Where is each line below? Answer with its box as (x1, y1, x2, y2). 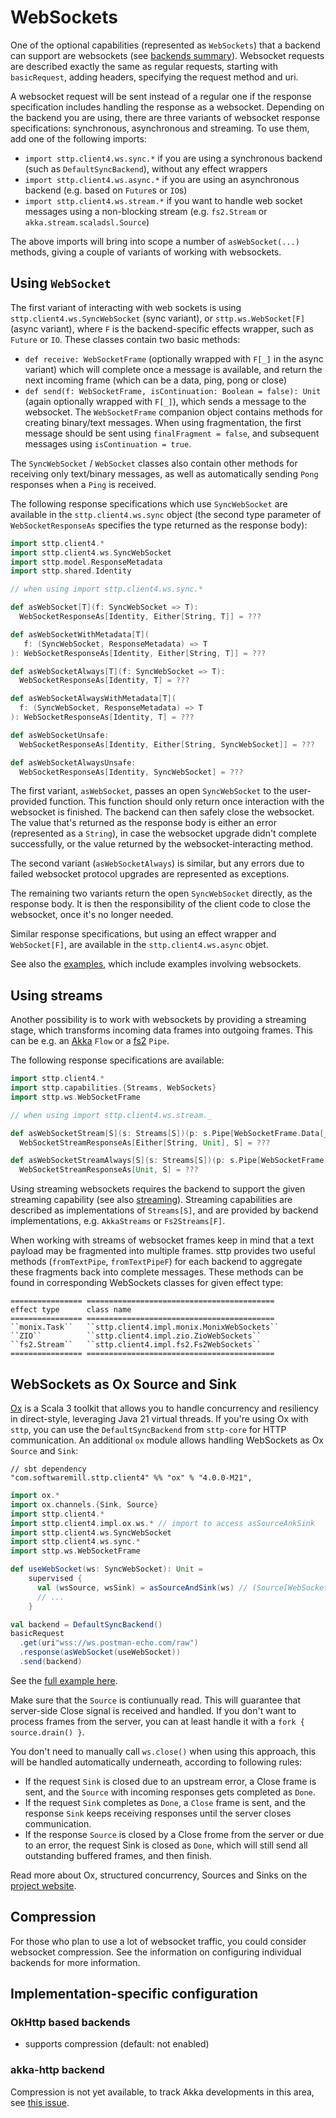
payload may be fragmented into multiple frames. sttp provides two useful (10, 1245, 316, 1257)
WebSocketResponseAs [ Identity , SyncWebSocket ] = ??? (19, 767, 244, 777)
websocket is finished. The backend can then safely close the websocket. (10, 806, 315, 818)
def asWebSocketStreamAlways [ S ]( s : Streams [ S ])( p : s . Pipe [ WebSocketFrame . (10, 1156, 329, 1166)
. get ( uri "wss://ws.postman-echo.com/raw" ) (19, 1638, 199, 1648)
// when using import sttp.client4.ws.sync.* (10, 584, 203, 595)
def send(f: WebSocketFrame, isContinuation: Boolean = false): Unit (24, 386, 322, 396)
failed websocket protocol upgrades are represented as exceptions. (10, 868, 290, 880)
